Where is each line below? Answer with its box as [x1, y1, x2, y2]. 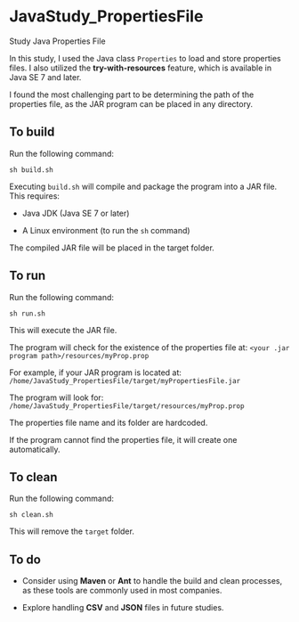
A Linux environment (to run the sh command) [21, 225, 190, 235]
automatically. [9, 444, 61, 454]
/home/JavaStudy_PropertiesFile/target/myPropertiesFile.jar [9, 376, 241, 385]
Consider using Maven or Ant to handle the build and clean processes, [21, 576, 283, 586]
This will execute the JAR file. [9, 324, 117, 335]
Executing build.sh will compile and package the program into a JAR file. [9, 181, 278, 192]
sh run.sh [9, 309, 46, 318]
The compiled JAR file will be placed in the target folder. [9, 242, 215, 253]
